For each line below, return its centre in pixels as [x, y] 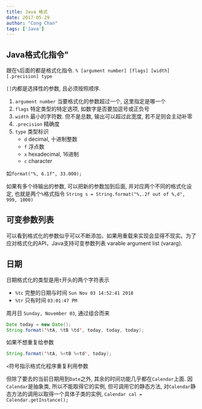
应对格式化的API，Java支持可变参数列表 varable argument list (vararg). [94, 243]
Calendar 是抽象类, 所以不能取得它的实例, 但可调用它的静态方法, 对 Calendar [99, 387]
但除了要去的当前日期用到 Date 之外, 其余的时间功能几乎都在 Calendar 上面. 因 [99, 379]
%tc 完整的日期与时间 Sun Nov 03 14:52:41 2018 [74, 292]
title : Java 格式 [27, 12]
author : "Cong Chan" [32, 23]
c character [38, 161]
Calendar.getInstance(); [37, 400]
